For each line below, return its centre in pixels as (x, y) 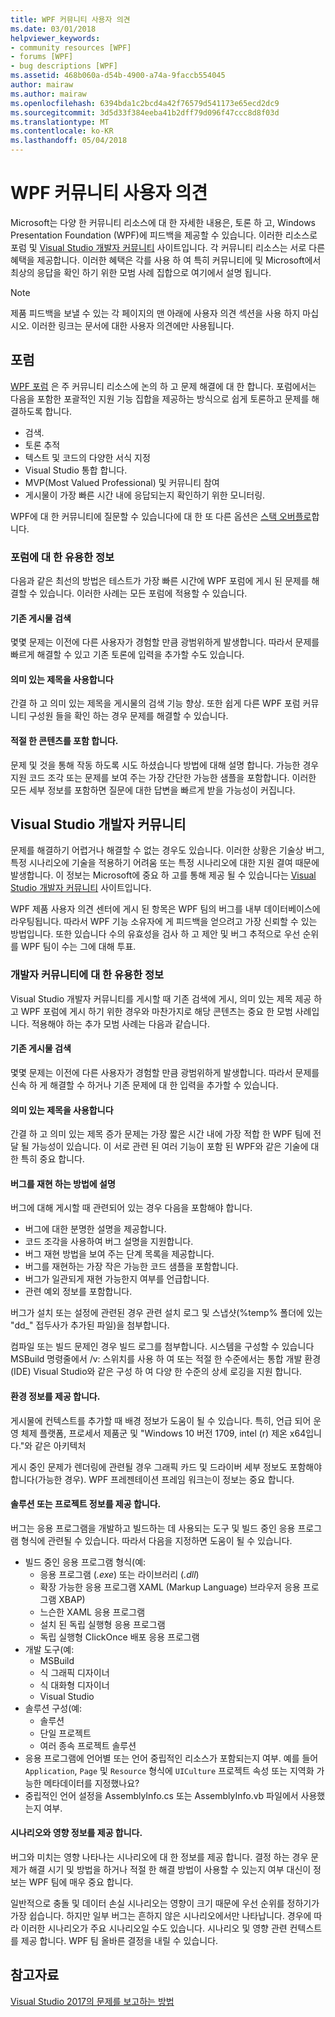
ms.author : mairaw (48, 94)
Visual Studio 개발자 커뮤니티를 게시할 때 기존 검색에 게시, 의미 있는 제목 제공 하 (166, 998)
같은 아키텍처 (60, 1445)
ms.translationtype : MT (60, 122)
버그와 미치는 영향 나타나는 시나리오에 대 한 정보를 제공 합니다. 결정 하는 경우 (159, 1857)
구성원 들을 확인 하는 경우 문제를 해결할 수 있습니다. (128, 716)
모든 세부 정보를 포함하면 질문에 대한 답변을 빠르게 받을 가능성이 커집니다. (153, 790)
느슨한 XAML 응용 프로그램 (92, 1612)
